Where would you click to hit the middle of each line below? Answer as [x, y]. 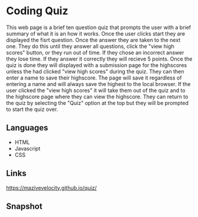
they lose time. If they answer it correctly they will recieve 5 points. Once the [99, 59]
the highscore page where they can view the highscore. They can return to [97, 97]
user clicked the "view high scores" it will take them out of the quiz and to [96, 90]
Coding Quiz [37, 11]
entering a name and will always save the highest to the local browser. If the [98, 84]
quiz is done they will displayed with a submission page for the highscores [97, 65]
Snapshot [24, 206]
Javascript [27, 148]
